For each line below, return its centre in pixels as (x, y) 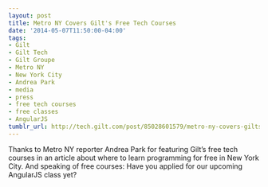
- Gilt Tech (28, 53)
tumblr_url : (28, 127)
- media (21, 90)
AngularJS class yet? (43, 174)
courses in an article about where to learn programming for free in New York (134, 158)
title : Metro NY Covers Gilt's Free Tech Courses (93, 23)
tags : (17, 38)
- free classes (33, 112)
